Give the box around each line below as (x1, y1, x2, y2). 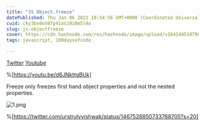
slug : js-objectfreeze (6, 26, 64, 32)
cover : (6, 32, 23, 38)
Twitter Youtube (6, 59, 47, 66)
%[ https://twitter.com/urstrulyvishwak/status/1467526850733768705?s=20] (6, 113, 199, 120)
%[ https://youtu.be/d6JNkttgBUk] (6, 71, 92, 78)
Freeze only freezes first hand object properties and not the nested (6, 83, 175, 90)
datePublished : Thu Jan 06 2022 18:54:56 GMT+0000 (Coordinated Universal (6, 15, 201, 21)
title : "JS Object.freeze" (6, 9, 75, 15)
